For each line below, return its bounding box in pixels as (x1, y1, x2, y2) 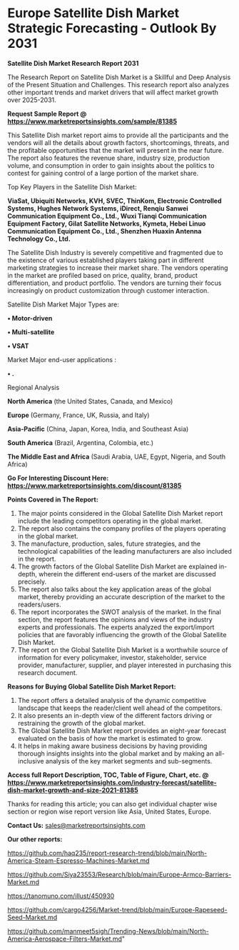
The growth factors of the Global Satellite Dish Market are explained (17, 562, 218, 571)
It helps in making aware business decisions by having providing (17, 741, 208, 750)
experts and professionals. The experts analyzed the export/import (17, 623, 215, 631)
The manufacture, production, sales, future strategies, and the (17, 539, 201, 548)
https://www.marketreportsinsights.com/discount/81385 (7, 481, 182, 490)
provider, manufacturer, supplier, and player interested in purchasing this (17, 661, 232, 669)
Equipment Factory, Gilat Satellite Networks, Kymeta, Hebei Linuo (7, 219, 206, 228)
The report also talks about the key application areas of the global (17, 584, 212, 594)
